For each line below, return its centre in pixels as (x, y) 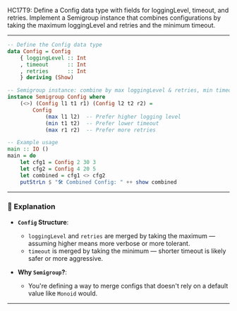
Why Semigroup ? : (42, 272)
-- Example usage (33, 143)
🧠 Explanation (31, 206)
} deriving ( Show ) (47, 78)
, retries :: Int (53, 71)
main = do (22, 156)
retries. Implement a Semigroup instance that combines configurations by (114, 18)
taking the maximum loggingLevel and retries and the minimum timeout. (111, 25)
